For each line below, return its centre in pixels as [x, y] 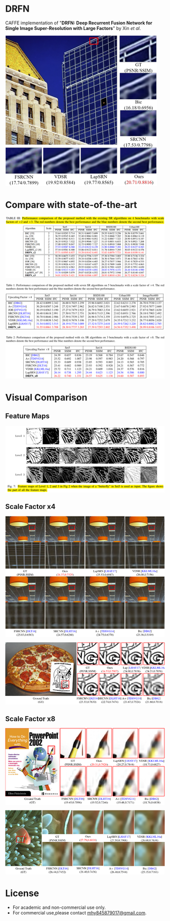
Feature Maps [27, 416]
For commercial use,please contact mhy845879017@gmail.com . [79, 912]
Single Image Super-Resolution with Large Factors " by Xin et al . [73, 28]
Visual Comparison [46, 397]
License [22, 893]
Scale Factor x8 [30, 719]
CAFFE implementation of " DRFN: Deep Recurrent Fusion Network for [79, 23]
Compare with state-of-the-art [71, 205]
